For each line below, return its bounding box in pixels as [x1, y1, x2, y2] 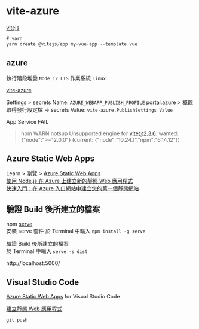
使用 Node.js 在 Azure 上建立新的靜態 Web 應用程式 [6, 178, 133, 185]
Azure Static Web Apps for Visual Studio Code [6, 293, 120, 300]
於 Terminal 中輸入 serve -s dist [6, 248, 88, 255]
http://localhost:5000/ [6, 260, 60, 267]
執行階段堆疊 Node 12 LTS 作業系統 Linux [6, 74, 106, 81]
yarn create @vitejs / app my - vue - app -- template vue [6, 41, 137, 47]
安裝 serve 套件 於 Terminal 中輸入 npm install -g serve [6, 227, 146, 234]
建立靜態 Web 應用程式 [6, 305, 63, 312]
